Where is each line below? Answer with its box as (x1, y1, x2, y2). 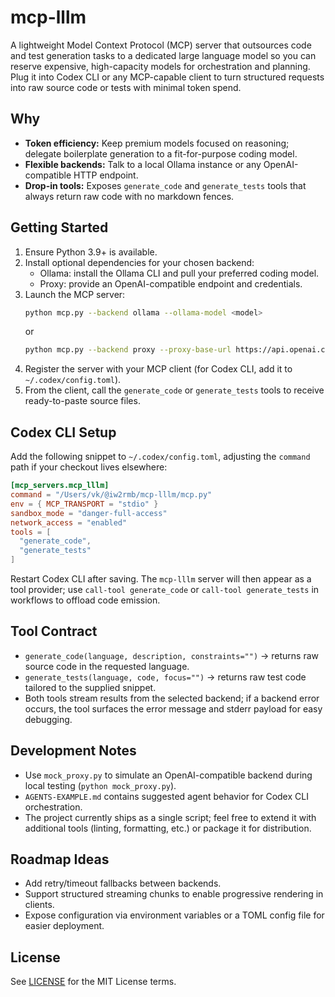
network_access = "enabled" (10, 517, 128, 528)
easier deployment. (24, 920, 105, 932)
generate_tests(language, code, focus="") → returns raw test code (24, 671, 307, 683)
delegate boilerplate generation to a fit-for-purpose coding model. (24, 147, 298, 160)
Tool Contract (10, 623, 98, 640)
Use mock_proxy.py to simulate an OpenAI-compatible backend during (24, 769, 313, 781)
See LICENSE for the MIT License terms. (10, 976, 177, 988)
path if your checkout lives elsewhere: (10, 461, 168, 473)
